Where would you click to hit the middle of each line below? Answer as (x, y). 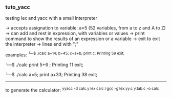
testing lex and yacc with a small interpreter (51, 18)
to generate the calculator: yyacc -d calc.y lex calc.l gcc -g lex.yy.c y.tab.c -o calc (82, 89)
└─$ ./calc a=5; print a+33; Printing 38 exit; (51, 74)
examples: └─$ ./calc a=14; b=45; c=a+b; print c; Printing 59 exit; (65, 54)
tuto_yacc (18, 7)
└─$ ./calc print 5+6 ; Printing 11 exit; (44, 64)
